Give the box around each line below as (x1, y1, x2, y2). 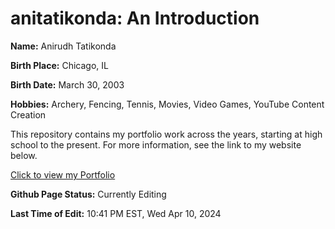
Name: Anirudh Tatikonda (10, 40, 117, 52)
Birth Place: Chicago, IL (10, 59, 109, 71)
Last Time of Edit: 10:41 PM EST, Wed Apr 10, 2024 (10, 207, 222, 219)
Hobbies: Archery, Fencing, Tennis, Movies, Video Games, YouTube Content (10, 98, 325, 110)
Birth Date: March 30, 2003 (10, 78, 125, 91)
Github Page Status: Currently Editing (10, 188, 167, 200)
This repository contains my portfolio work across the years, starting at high (10, 128, 323, 140)
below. (10, 149, 38, 161)
